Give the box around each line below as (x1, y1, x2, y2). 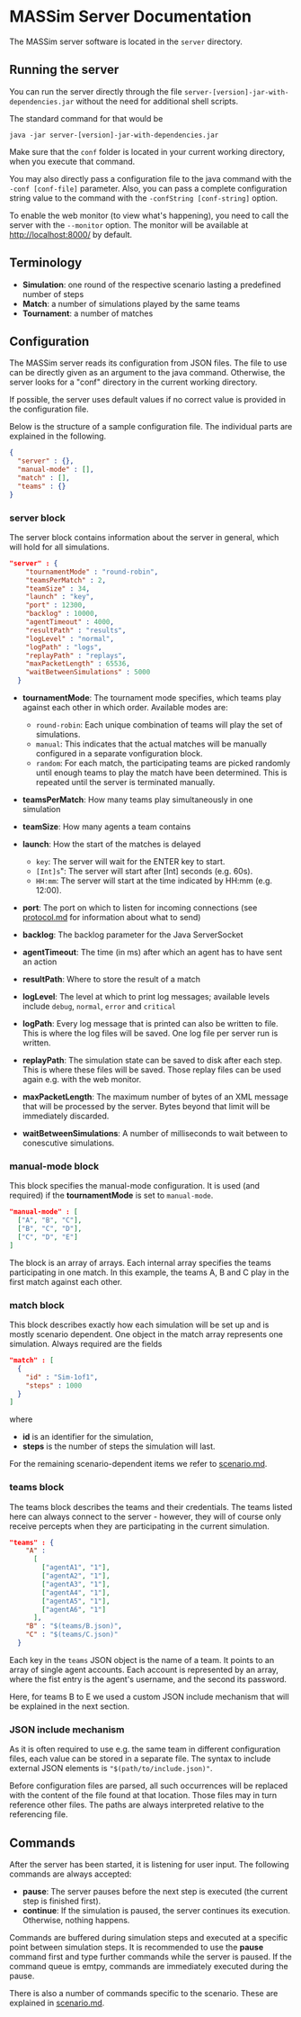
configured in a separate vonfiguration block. (35, 748, 204, 759)
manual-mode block (9, 1160, 100, 1172)
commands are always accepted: (9, 1868, 132, 1879)
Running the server (9, 62, 120, 77)
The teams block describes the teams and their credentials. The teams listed (9, 1501, 293, 1512)
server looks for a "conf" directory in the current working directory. (9, 376, 258, 388)
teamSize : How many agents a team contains (22, 821, 191, 832)
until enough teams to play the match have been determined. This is (35, 767, 288, 778)
